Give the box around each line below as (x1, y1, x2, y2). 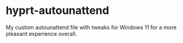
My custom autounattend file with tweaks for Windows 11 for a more (6, 24, 177, 31)
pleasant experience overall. (6, 30, 77, 37)
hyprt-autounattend (6, 4, 110, 18)
